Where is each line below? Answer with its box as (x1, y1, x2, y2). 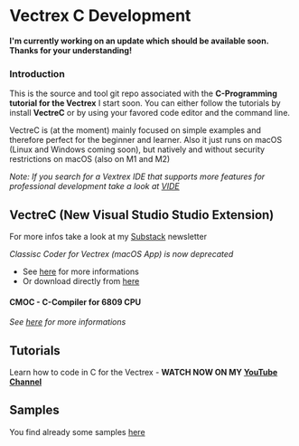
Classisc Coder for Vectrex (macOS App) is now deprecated (9, 249, 234, 260)
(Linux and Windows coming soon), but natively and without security (9, 144, 265, 155)
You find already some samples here (9, 426, 146, 437)
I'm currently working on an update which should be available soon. (9, 35, 269, 46)
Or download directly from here (22, 276, 140, 287)
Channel (9, 376, 42, 387)
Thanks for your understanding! (9, 44, 133, 55)
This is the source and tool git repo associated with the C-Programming (9, 88, 278, 100)
